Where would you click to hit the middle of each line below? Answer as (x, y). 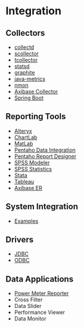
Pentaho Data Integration (45, 150)
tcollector (26, 60)
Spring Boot (29, 98)
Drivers (20, 240)
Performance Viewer (40, 312)
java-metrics (30, 79)
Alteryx (23, 131)
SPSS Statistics (33, 169)
